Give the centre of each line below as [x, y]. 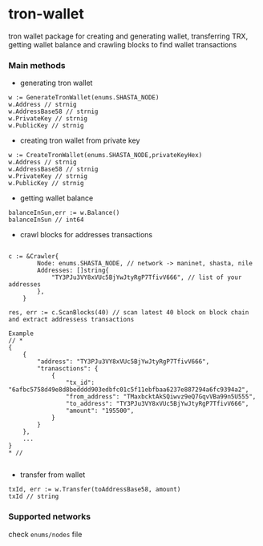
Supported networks [49, 516]
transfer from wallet [53, 475]
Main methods [37, 65]
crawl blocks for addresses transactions [86, 235]
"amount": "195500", [100, 411]
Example [21, 334]
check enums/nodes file [45, 534]
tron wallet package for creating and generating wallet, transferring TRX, [128, 36]
